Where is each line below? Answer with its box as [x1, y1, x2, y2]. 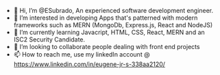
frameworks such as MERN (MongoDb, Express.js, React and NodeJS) [13, 21, 213, 29]
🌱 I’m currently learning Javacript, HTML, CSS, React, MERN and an [13, 28, 206, 36]
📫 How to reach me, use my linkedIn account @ [13, 50, 150, 58]
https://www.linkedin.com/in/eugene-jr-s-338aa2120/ [13, 60, 166, 68]
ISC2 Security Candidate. [13, 35, 86, 44]
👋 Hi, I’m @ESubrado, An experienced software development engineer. [13, 7, 214, 14]
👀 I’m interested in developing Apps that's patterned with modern [13, 14, 198, 22]
